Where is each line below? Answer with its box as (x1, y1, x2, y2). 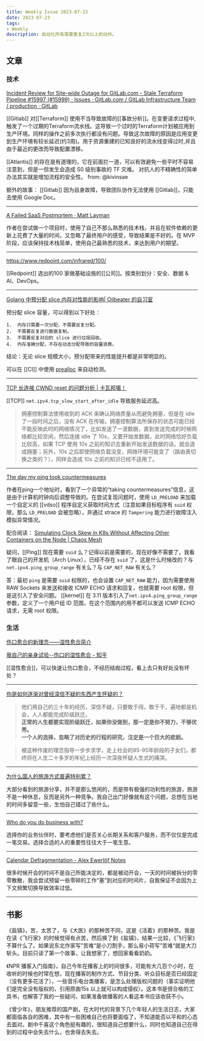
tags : (6, 20, 20, 26)
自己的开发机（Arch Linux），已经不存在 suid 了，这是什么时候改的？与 (16, 556, 193, 563)
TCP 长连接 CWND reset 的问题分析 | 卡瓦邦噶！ (6, 384, 127, 392)
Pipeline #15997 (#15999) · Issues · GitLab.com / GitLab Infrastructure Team (6, 95, 196, 103)
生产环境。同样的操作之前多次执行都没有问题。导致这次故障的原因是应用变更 (6, 130, 198, 137)
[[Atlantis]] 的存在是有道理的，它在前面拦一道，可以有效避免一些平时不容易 (6, 158, 194, 165)
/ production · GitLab (6, 102, 58, 109)
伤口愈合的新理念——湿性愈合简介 (6, 639, 92, 646)
